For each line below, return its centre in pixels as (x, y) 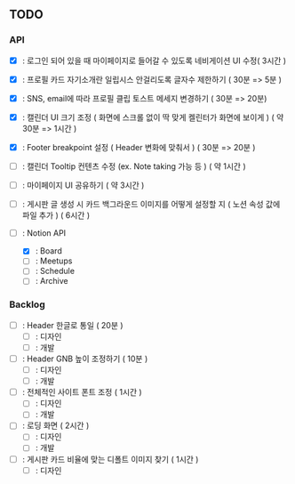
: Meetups (54, 261)
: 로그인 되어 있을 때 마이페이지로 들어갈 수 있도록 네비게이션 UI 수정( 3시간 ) (154, 60)
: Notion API (44, 233)
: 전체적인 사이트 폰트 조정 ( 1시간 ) (82, 392)
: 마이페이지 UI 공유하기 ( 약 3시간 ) (83, 185)
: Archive (52, 281)
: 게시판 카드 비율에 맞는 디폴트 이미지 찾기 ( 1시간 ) (110, 459)
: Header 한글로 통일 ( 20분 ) (72, 325)
